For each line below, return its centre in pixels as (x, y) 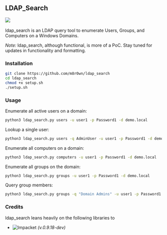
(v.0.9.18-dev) (52, 227)
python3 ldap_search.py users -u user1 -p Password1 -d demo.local (77, 120)
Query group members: (29, 185)
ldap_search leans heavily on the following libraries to (60, 218)
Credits (14, 207)
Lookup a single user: (27, 129)
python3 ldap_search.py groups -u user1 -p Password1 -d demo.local (78, 176)
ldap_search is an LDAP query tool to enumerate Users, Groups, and (75, 30)
